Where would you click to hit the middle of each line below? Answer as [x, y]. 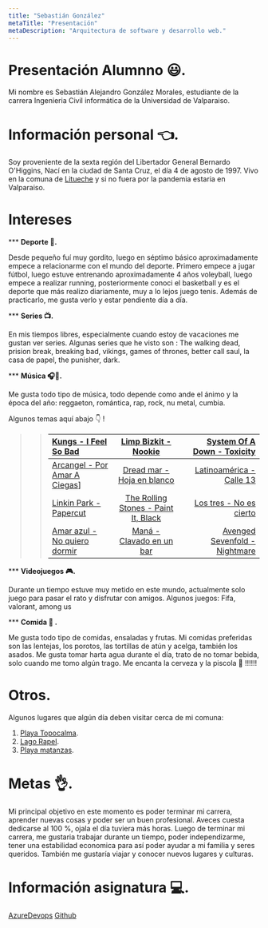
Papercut [69, 513]
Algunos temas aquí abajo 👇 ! [57, 419]
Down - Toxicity [224, 452]
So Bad [65, 452]
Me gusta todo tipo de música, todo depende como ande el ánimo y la [123, 394]
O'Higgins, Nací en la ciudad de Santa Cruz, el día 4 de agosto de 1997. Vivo [134, 171]
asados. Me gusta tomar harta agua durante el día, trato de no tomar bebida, [134, 655]
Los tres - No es [225, 503]
